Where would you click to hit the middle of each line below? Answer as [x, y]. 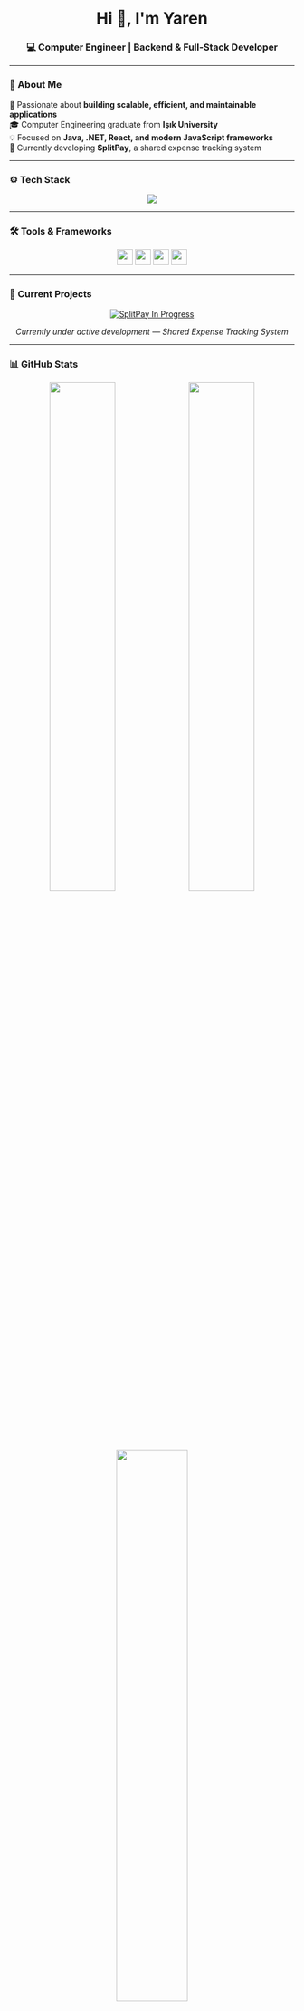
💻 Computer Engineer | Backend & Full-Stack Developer [152, 47]
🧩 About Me [36, 85]
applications [33, 114]
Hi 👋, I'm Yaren [152, 19]
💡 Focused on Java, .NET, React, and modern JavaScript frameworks [141, 137]
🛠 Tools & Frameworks [61, 231]
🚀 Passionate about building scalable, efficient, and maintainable [133, 104]
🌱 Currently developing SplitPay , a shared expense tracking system [136, 148]
